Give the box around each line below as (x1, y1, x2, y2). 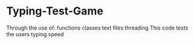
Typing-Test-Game (6, 4, 104, 18)
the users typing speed (6, 30, 64, 37)
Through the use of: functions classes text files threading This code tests (6, 24, 189, 31)
